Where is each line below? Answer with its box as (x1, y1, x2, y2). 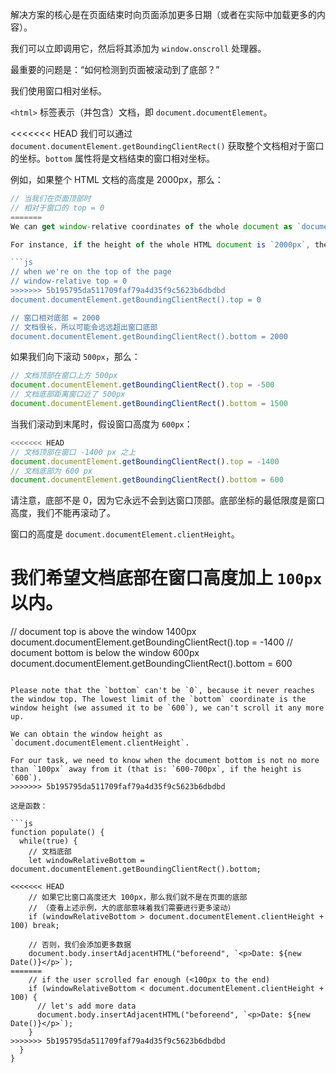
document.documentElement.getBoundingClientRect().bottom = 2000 (10, 331, 288, 342)
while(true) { (19, 836, 78, 847)
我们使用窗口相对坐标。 (10, 85, 107, 97)
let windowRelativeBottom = (28, 856, 145, 866)
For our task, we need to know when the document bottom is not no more (10, 756, 320, 766)
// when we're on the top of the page (10, 267, 172, 277)
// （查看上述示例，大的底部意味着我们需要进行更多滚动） (28, 903, 236, 913)
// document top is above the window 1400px (10, 626, 197, 638)
